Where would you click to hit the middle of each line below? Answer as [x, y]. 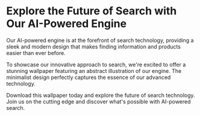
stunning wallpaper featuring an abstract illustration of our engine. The [94, 71]
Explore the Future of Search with [92, 11]
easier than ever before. [36, 53]
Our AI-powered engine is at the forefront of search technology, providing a [100, 40]
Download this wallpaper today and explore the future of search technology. [101, 95]
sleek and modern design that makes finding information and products [93, 47]
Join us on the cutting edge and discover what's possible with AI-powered [98, 101]
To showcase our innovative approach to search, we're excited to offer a [96, 65]
